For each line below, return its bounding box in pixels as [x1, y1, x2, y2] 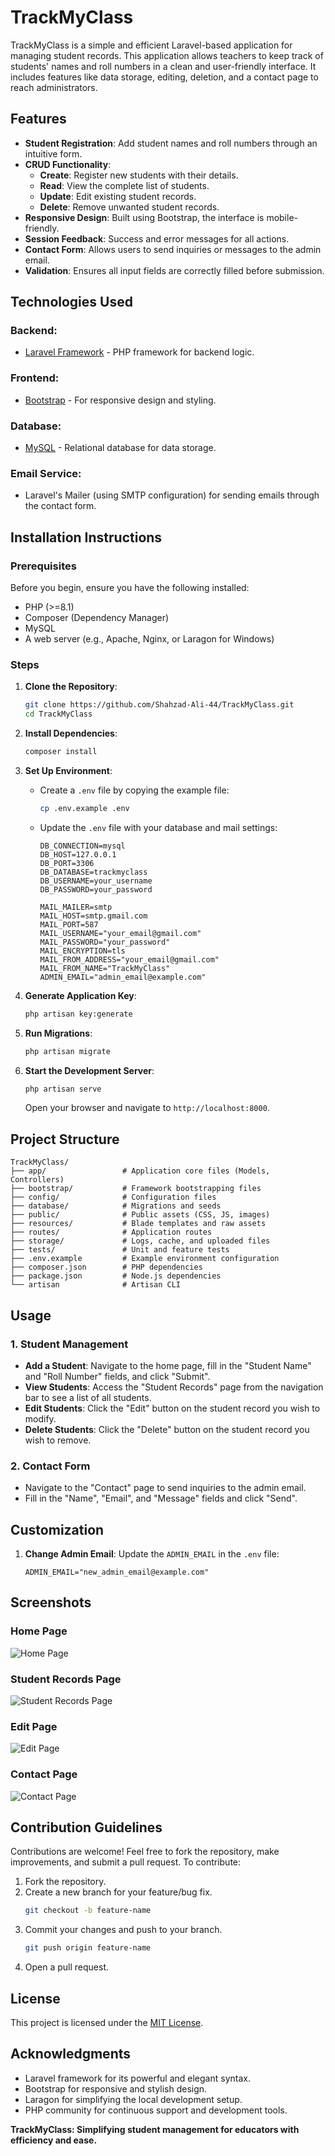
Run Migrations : [24, 1027, 93, 1039]
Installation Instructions [10, 529, 163, 546]
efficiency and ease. [10, 2134, 98, 2146]
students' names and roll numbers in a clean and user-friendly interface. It [10, 60, 317, 72]
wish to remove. [24, 1434, 92, 1446]
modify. [24, 1412, 57, 1425]
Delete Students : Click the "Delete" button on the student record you [24, 1423, 310, 1435]
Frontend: [10, 371, 60, 385]
